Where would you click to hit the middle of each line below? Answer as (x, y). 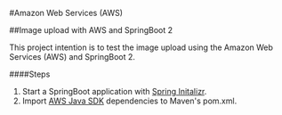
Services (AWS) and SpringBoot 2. (73, 57)
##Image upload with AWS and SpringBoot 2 (91, 30)
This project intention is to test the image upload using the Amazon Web (141, 47)
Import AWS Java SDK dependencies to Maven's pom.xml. (129, 101)
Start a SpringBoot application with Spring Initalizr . (114, 91)
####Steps (30, 74)
